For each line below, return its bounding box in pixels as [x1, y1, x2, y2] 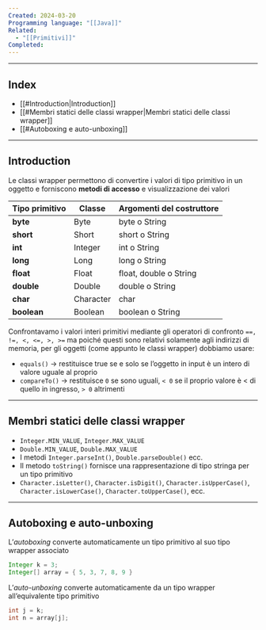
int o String [118, 242, 160, 253]
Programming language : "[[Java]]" [8, 19, 123, 27]
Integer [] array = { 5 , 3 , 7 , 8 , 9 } [8, 568, 133, 577]
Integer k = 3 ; [8, 561, 59, 569]
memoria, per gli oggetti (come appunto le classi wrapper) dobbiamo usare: [8, 343, 255, 353]
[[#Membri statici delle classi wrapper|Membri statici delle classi [19, 107, 231, 116]
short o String [118, 229, 170, 240]
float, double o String [118, 267, 197, 278]
